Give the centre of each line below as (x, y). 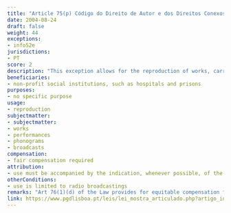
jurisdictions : (29, 52)
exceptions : (24, 39)
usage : (16, 103)
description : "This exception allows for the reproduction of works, (109, 71)
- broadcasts (26, 148)
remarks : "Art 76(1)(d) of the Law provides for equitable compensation (113, 192)
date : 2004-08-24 (32, 20)
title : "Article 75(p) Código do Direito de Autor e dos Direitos (104, 13)
